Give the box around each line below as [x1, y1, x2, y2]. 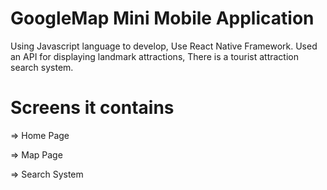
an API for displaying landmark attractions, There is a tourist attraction [10, 50, 299, 62]
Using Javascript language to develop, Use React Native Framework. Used [10, 40, 318, 52]
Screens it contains [10, 97, 175, 119]
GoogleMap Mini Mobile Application [10, 7, 315, 30]
